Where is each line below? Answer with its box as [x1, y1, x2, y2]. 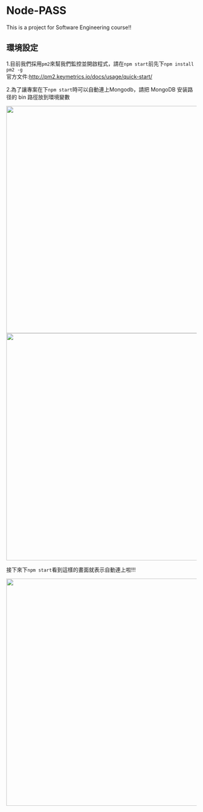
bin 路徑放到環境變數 [18, 93, 71, 101]
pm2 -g [6, 67, 23, 73]
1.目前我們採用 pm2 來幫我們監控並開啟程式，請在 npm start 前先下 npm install [6, 60, 195, 67]
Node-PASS [6, 4, 66, 18]
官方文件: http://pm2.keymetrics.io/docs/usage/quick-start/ [6, 73, 153, 80]
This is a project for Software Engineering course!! [6, 24, 132, 31]
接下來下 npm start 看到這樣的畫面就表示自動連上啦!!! [6, 566, 136, 573]
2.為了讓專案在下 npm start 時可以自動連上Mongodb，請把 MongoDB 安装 [6, 85, 188, 93]
